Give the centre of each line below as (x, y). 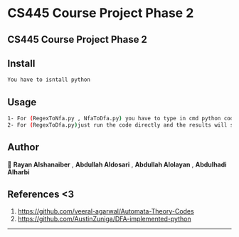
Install (21, 63)
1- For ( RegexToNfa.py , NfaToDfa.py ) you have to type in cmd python (114, 119)
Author (23, 147)
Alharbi (18, 172)
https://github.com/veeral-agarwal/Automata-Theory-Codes (106, 211)
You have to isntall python (49, 80)
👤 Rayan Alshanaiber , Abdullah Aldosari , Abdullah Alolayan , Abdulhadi (117, 164)
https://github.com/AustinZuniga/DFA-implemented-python (104, 219)
